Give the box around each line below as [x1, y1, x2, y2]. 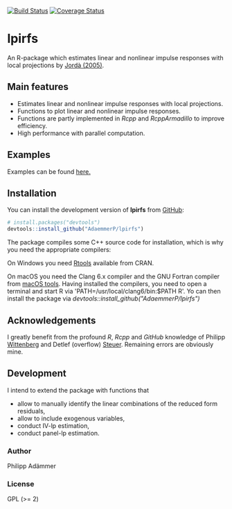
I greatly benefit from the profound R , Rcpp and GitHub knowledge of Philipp [7, 332, 226, 341]
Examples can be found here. [7, 167, 91, 176]
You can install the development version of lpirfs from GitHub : [7, 206, 185, 214]
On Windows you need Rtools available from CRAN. [7, 259, 154, 267]
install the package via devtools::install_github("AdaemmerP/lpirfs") [7, 294, 200, 303]
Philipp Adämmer [7, 462, 57, 470]
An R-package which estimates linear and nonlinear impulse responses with [7, 53, 224, 62]
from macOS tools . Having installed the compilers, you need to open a [7, 280, 207, 288]
